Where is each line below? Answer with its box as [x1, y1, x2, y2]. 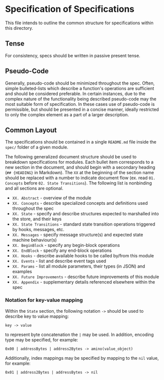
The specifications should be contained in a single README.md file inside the [5, 139, 157, 145]
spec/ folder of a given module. [5, 144, 68, 150]
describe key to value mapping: [5, 313, 69, 319]
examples [12, 269, 32, 275]
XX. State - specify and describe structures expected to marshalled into [12, 211, 159, 217]
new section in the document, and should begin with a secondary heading [5, 164, 156, 170]
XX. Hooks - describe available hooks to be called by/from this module [12, 253, 154, 259]
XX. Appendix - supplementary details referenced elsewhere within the [12, 279, 155, 285]
